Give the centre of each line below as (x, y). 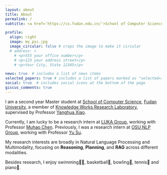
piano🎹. (13, 167)
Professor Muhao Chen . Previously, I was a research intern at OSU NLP (78, 127)
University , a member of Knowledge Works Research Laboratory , (72, 107)
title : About (19, 14)
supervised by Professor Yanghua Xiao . (45, 112)
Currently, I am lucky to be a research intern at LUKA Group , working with (80, 121)
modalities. (16, 152)
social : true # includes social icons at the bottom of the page (75, 83)
